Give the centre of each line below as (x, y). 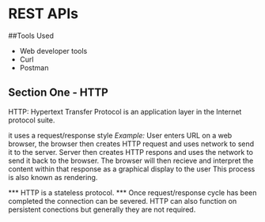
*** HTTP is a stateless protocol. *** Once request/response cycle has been (132, 192)
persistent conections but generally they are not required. (102, 209)
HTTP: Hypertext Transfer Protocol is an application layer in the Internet (125, 111)
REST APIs (44, 14)
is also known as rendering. (53, 177)
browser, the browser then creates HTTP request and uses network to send (131, 144)
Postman (34, 67)
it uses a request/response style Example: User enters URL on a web (120, 135)
